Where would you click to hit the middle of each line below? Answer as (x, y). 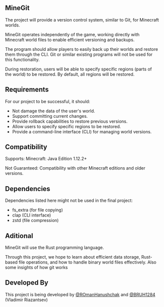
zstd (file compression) (35, 220)
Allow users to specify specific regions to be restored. (66, 126)
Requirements (27, 90)
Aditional (19, 236)
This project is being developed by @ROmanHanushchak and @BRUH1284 (80, 294)
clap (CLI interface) (31, 215)
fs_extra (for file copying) (38, 210)
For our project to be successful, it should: (48, 101)
